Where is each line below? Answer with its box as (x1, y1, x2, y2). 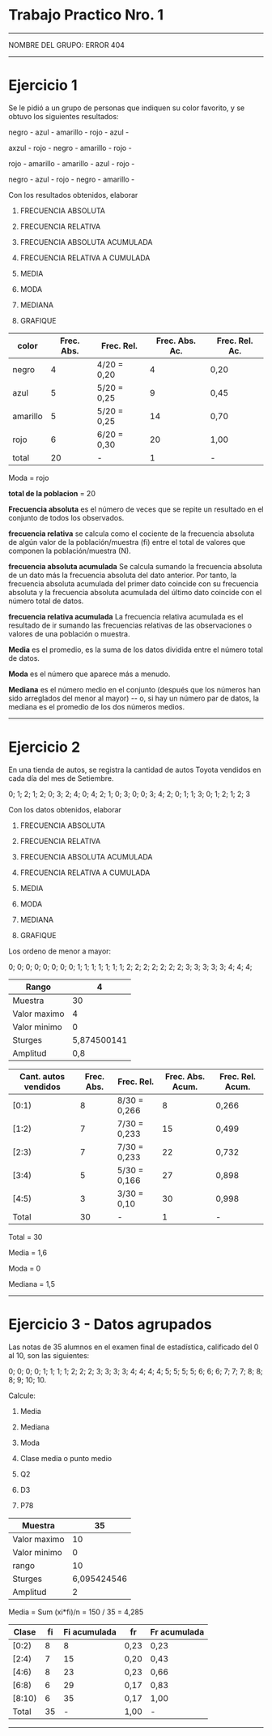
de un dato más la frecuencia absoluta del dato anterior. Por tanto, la (8, 570, 237, 580)
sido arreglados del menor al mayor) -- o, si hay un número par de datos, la (8, 693, 259, 703)
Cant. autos (19, 1070, 66, 1082)
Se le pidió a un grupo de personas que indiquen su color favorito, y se (8, 103, 245, 113)
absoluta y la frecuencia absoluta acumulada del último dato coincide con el (8, 587, 262, 597)
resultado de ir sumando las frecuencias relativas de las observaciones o (8, 620, 253, 630)
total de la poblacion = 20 (8, 488, 96, 498)
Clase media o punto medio (19, 1453, 112, 1463)
